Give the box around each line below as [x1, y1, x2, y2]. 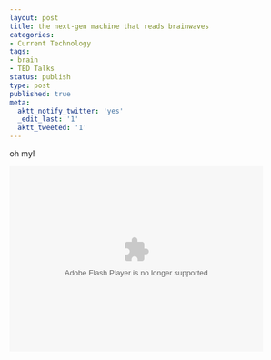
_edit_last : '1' [17, 115, 79, 124]
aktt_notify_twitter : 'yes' [17, 106, 125, 115]
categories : [9, 30, 55, 39]
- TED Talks [9, 65, 55, 74]
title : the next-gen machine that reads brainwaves [9, 22, 209, 31]
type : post [9, 81, 51, 90]
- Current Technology [9, 38, 92, 48]
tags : [9, 47, 30, 56]
